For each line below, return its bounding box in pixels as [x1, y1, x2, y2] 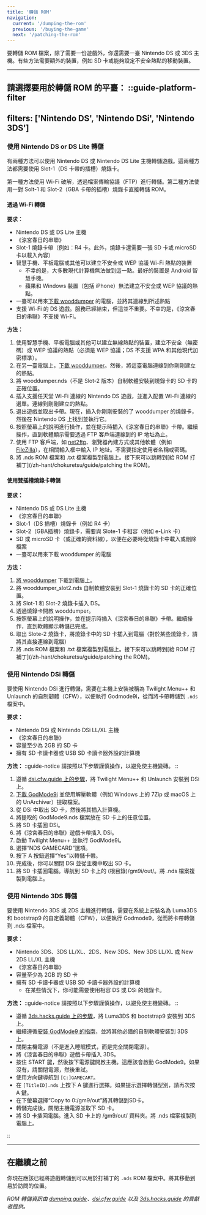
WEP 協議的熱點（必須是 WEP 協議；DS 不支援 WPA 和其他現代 [33, 347, 193, 354]
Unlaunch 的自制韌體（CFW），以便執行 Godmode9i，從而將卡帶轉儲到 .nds [7, 692, 198, 700]
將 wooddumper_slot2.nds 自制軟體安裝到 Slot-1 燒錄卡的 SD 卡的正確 [15, 584, 192, 591]
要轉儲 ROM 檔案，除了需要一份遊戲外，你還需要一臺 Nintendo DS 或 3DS [7, 50, 193, 57]
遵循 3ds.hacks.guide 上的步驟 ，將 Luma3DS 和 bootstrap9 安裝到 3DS [15, 1012, 196, 1020]
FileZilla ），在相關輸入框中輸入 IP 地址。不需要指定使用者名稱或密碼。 [15, 446, 191, 453]
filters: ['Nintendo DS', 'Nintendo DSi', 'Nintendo [7, 113, 195, 123]
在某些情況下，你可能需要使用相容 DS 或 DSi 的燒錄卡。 [24, 986, 165, 994]
